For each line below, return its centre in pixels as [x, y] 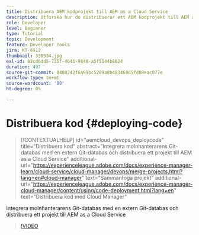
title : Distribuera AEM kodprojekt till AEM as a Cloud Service [87, 12]
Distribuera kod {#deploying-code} [94, 124]
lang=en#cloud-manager [51, 177]
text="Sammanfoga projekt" [120, 177]
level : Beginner [26, 28]
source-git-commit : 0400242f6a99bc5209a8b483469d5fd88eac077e [84, 72]
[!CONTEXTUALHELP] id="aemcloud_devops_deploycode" [92, 139]
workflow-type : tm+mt [33, 78]
